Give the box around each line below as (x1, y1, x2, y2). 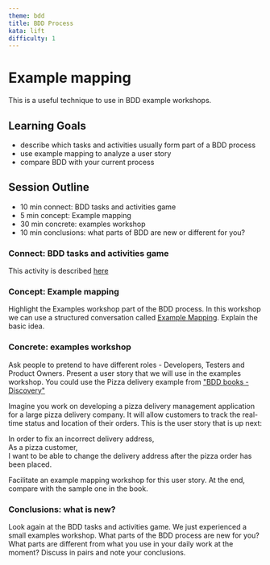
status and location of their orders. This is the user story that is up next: (24, 418, 263, 427)
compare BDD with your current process (19, 158, 155, 167)
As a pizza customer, (8, 442, 78, 452)
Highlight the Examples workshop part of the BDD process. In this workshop (8, 304, 261, 314)
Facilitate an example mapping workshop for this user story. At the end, (8, 475, 246, 485)
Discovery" (8, 386, 46, 395)
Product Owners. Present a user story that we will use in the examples (8, 368, 242, 378)
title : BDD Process (8, 19, 74, 27)
